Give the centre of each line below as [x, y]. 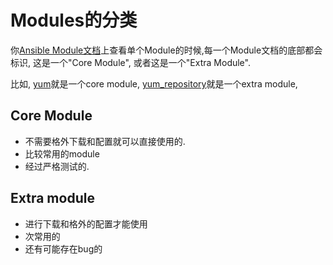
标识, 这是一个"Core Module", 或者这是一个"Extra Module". [130, 62]
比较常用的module [62, 153]
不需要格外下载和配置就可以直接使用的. [105, 141]
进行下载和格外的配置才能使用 [86, 223]
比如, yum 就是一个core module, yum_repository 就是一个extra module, [154, 83]
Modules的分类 [74, 20]
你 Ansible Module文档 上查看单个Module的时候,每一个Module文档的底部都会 [166, 50]
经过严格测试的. [57, 166]
